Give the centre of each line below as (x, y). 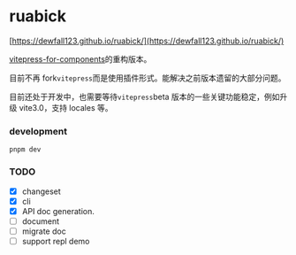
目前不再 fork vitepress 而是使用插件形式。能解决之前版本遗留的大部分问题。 (148, 78)
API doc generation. (58, 211)
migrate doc (44, 231)
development (38, 131)
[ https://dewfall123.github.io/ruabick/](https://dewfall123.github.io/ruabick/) (147, 41)
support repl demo (56, 241)
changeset (42, 191)
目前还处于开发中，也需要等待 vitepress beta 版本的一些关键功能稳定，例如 (144, 97)
